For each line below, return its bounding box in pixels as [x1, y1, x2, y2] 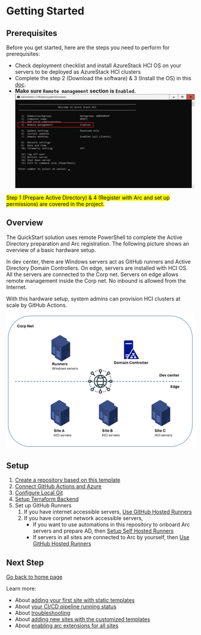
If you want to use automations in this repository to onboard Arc [32, 521, 190, 528]
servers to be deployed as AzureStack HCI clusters [14, 68, 141, 75]
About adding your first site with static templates [14, 596, 135, 603]
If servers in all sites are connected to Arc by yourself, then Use [32, 534, 190, 541]
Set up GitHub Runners [14, 502, 72, 509]
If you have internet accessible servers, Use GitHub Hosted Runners [23, 508, 193, 516]
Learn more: [6, 585, 36, 592]
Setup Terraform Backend [14, 495, 79, 503]
